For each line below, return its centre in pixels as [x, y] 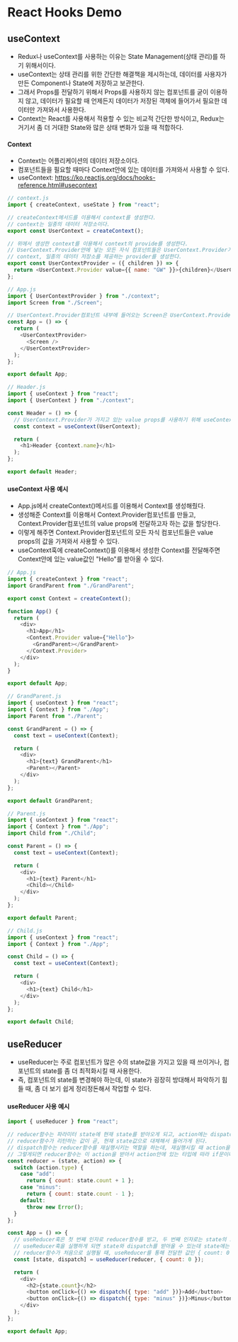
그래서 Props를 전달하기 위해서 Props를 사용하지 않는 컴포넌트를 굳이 [113, 92]
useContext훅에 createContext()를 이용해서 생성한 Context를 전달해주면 [119, 550]
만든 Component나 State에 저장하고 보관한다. [81, 83]
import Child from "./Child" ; [52, 834]
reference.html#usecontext [57, 185]
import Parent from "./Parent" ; [55, 716]
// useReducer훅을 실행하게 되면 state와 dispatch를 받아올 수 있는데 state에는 [122, 1246]
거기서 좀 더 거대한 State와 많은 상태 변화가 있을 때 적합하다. [101, 127]
